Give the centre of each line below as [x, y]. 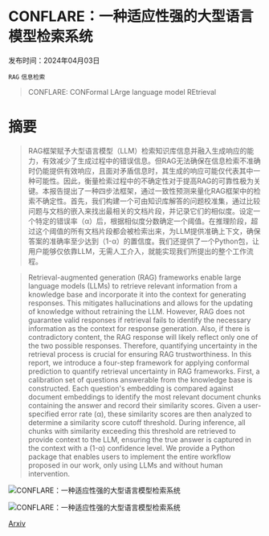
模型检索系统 [51, 37]
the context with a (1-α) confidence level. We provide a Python [131, 448]
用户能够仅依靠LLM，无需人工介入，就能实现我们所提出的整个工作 [137, 251]
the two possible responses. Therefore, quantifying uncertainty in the [143, 346]
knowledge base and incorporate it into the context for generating [137, 294]
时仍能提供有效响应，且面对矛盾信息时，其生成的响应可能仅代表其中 [141, 170]
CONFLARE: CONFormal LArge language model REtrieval [122, 92]
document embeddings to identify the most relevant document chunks [145, 397]
